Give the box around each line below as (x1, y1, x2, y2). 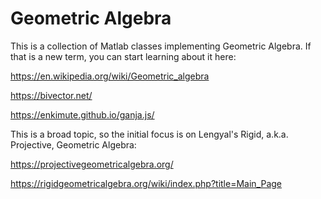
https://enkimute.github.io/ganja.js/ (10, 108, 155, 121)
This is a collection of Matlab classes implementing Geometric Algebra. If (10, 40, 312, 52)
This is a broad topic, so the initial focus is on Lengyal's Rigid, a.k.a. (10, 128, 289, 140)
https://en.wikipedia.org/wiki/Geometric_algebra (10, 70, 210, 82)
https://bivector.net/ (10, 89, 93, 101)
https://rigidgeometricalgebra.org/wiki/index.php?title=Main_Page (10, 177, 282, 189)
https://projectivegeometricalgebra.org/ (10, 158, 174, 170)
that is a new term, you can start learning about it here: (10, 50, 237, 62)
